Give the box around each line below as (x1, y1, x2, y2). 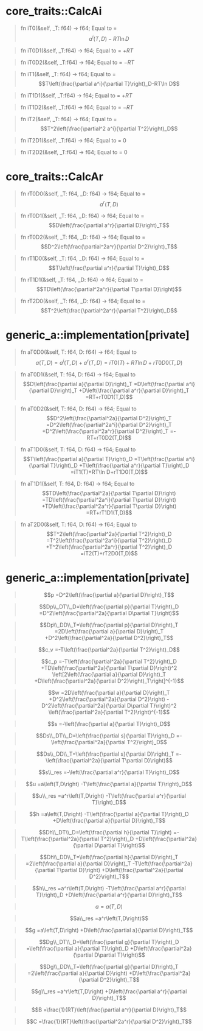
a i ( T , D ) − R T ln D (89, 33, 129, 42)
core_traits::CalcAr (5, 169, 104, 183)
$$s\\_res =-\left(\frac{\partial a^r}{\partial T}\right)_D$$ (38, 769, 180, 776)
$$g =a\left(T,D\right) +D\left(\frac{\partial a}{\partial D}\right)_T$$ (25, 926, 193, 934)
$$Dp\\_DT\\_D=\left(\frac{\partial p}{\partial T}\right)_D (39, 603, 179, 610)
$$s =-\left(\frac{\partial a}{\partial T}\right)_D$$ (47, 720, 171, 727)
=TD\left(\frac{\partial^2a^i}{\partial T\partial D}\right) (41, 496, 177, 503)
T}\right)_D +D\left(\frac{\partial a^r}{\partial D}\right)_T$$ (35, 891, 183, 898)
